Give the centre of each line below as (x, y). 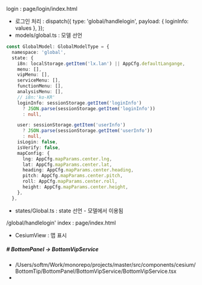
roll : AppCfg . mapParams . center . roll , (70, 182)
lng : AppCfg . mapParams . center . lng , (67, 159)
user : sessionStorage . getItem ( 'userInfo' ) (71, 125)
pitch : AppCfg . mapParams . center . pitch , (72, 176)
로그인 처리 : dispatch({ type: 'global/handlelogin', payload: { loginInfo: (102, 21)
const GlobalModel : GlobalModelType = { (58, 47)
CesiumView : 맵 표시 (41, 235)
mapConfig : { (34, 153)
